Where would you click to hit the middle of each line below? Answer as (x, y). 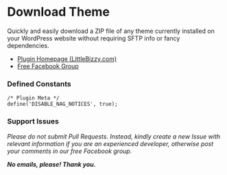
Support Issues (33, 121)
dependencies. (28, 45)
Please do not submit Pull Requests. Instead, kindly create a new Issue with (114, 136)
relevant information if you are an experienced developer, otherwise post (110, 143)
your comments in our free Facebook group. (70, 151)
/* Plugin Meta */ (33, 98)
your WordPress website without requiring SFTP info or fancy (94, 38)
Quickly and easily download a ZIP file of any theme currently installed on (111, 31)
